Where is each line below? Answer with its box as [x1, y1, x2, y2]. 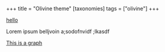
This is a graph [6, 40, 43, 46]
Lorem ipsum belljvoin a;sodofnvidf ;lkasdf [6, 28, 110, 35]
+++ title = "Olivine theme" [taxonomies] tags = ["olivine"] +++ [6, 5, 160, 12]
